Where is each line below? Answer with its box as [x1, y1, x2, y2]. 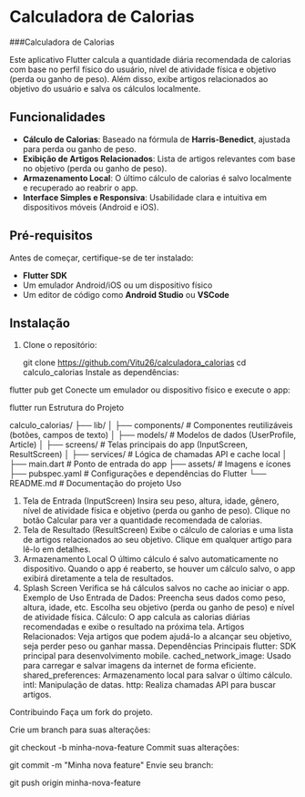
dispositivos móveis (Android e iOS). [22, 201, 159, 212]
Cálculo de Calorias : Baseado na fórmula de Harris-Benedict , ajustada [22, 134, 290, 145]
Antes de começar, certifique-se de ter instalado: [9, 252, 194, 263]
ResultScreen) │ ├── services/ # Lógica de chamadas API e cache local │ [9, 449, 289, 460]
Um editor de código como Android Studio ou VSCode [22, 289, 229, 300]
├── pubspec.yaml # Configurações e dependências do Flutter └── [9, 468, 267, 479]
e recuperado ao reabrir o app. [22, 182, 138, 193]
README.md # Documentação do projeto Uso [9, 478, 182, 489]
